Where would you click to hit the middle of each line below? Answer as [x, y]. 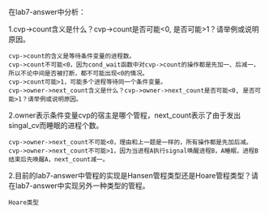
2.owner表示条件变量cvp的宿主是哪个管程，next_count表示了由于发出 [125, 115]
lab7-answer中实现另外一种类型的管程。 [82, 186]
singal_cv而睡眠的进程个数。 [56, 125]
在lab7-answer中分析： [47, 12]
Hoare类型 [23, 203]
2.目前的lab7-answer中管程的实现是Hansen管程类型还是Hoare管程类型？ [130, 175]
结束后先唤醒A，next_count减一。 [59, 160]
